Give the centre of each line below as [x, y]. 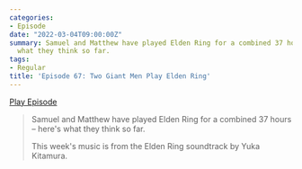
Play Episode [33, 102]
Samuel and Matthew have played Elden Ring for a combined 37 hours [161, 119]
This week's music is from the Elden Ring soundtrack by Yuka [146, 146]
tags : [19, 59]
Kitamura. [49, 156]
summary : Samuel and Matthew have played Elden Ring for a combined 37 [146, 43]
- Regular [28, 68]
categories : [31, 18]
